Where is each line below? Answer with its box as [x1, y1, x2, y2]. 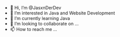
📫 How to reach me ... [10, 26, 57, 32]
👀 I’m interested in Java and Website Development [10, 10, 115, 16]
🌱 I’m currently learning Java [10, 15, 70, 21]
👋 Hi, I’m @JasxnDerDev [10, 5, 62, 10]
